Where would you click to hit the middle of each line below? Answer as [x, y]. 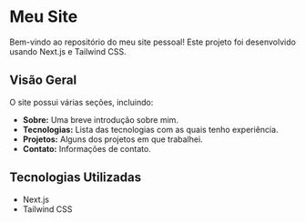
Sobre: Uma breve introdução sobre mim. [101, 119]
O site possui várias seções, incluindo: [81, 102]
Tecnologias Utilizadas [76, 178]
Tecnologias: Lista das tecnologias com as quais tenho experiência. [151, 129]
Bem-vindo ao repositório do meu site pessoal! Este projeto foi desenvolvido [152, 42]
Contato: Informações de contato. [87, 148]
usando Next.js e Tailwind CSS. [68, 51]
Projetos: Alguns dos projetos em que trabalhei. [112, 139]
